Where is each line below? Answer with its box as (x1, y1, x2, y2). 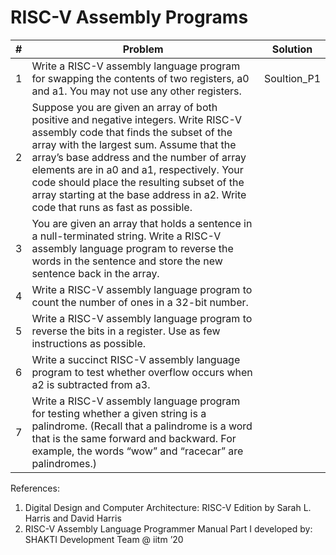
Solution (271, 42, 313, 56)
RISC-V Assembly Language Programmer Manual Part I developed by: (24, 522, 313, 535)
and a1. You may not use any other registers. (31, 84, 242, 98)
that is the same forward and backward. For (31, 431, 237, 445)
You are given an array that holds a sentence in (31, 216, 253, 230)
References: (10, 482, 60, 494)
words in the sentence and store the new (31, 254, 223, 268)
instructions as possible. (31, 336, 147, 350)
